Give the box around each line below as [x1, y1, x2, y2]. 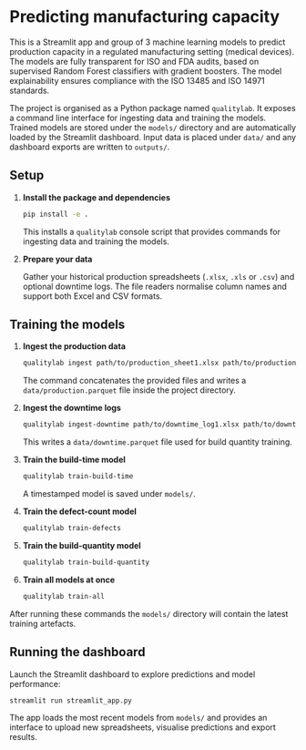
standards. [9, 85, 50, 96]
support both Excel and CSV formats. [22, 290, 163, 302]
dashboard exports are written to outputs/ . [9, 141, 170, 152]
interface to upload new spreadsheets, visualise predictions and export [9, 722, 276, 733]
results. [9, 732, 38, 743]
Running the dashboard [9, 644, 146, 660]
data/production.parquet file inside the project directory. [22, 385, 237, 396]
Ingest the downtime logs [22, 403, 121, 414]
